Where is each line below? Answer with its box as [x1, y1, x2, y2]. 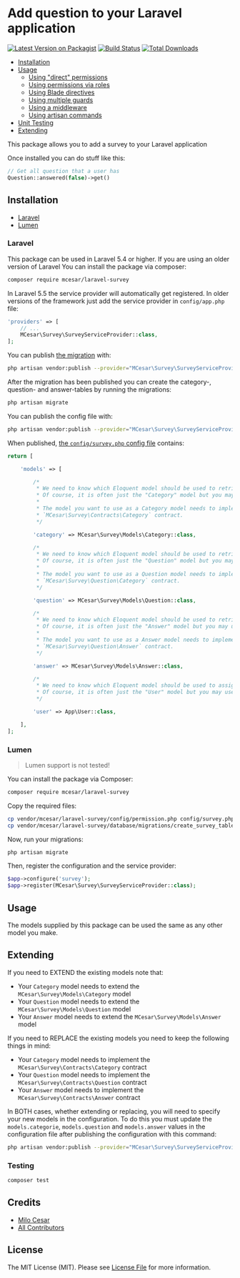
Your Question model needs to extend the [17, 997, 140, 1006]
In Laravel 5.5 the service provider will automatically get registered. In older [7, 289, 229, 297]
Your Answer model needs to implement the [17, 1085, 144, 1094]
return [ [7, 452, 34, 460]
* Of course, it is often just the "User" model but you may [36, 688, 222, 696]
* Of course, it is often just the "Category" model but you [36, 492, 222, 499]
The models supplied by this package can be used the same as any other [7, 921, 223, 930]
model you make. [7, 928, 59, 937]
